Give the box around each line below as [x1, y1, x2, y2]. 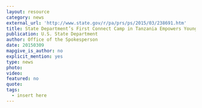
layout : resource [6, 8, 50, 15]
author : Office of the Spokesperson [6, 37, 98, 43]
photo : [6, 64, 23, 71]
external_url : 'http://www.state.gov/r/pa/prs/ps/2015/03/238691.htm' [6, 20, 187, 26]
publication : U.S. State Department [6, 31, 98, 37]
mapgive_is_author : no [6, 48, 63, 54]
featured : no [6, 76, 39, 82]
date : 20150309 [6, 43, 44, 49]
